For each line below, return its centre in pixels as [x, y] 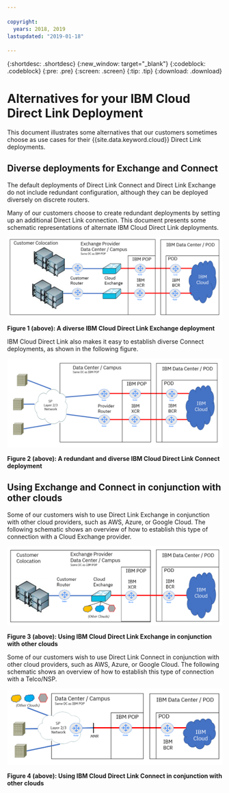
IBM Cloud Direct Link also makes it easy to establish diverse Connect [106, 342]
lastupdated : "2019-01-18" [45, 36]
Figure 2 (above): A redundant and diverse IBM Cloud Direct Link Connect [113, 459]
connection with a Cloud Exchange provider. [69, 536]
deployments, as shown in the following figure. [73, 349]
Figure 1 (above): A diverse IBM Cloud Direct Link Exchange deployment [111, 329]
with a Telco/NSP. [32, 678]
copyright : [23, 22]
